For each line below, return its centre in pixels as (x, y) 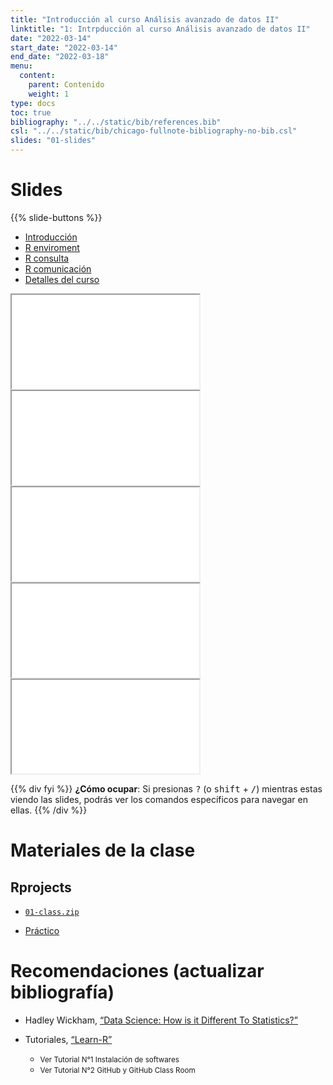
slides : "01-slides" (53, 141)
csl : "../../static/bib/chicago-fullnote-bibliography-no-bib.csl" (154, 131)
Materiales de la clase (103, 850)
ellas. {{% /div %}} (49, 810)
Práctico (42, 930)
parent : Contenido (66, 85)
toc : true (31, 112)
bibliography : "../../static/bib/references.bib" (116, 122)
